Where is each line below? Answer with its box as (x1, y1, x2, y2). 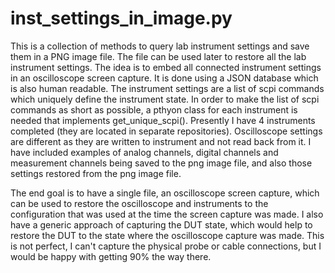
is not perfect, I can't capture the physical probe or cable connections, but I (10, 240, 322, 252)
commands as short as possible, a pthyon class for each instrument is (10, 103, 298, 116)
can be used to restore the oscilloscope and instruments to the (10, 197, 269, 209)
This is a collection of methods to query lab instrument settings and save (10, 40, 310, 52)
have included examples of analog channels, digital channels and (10, 146, 279, 158)
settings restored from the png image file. (10, 167, 182, 179)
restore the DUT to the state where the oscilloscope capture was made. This (10, 229, 325, 241)
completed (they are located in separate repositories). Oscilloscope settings (10, 125, 323, 137)
